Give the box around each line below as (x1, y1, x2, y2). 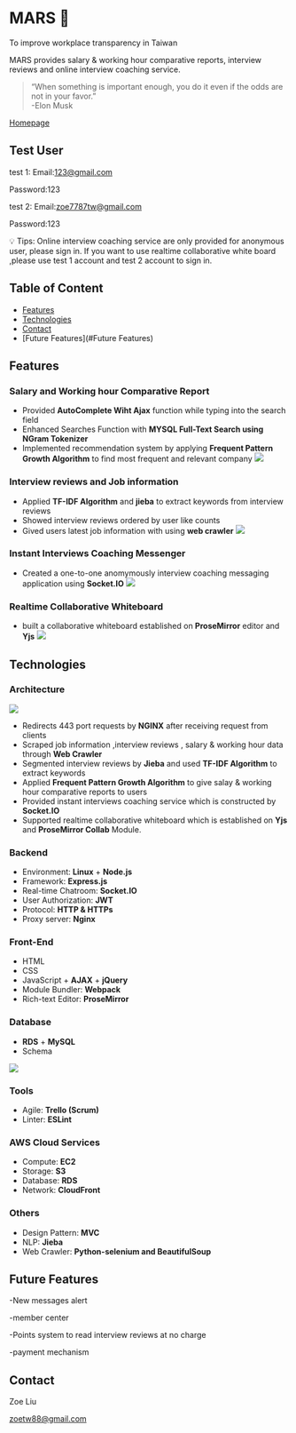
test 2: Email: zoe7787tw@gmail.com (9, 201, 142, 211)
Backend (9, 846, 49, 858)
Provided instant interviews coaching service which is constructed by (21, 795, 277, 807)
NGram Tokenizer (21, 434, 89, 444)
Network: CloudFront (21, 1185, 101, 1196)
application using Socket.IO (21, 577, 124, 589)
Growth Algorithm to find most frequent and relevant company (21, 453, 253, 465)
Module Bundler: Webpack (21, 984, 121, 995)
